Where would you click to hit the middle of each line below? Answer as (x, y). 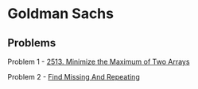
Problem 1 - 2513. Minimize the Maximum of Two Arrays (99, 61)
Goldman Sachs (61, 14)
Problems (32, 43)
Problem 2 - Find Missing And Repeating (74, 77)
